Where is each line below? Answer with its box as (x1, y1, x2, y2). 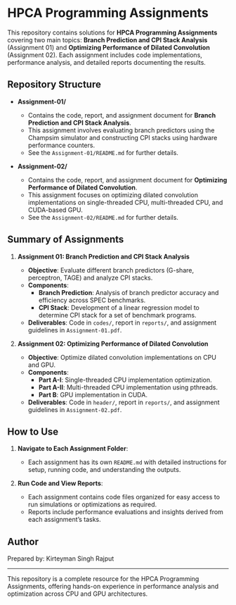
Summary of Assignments (7, 234, 124, 246)
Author (7, 535, 39, 547)
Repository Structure (7, 79, 102, 91)
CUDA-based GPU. (27, 206, 83, 214)
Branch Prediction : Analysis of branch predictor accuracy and (38, 288, 219, 297)
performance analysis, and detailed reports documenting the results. (7, 58, 206, 66)
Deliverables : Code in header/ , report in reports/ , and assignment (27, 398, 220, 406)
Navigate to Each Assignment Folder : (17, 444, 129, 453)
